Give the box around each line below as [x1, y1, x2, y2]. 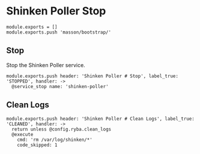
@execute [11, 131, 34, 137]
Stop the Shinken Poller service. [6, 61, 85, 68]
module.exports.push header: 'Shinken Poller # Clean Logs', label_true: [6, 116, 195, 122]
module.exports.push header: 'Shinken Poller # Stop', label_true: [6, 73, 179, 79]
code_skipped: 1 [17, 142, 58, 148]
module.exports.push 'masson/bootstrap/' [6, 29, 112, 35]
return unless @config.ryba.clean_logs [11, 126, 112, 132]
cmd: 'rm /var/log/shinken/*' [17, 137, 93, 143]
